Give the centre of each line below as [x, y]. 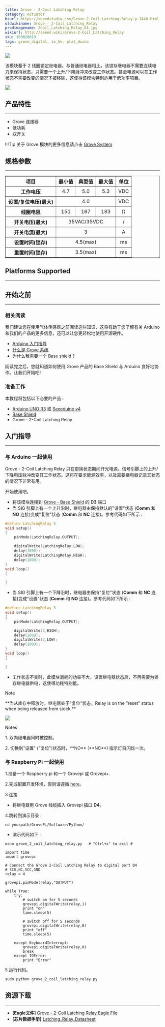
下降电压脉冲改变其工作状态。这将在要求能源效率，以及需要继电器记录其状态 [82, 475]
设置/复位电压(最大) [31, 202]
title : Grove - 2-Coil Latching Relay [45, 10]
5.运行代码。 [18, 970]
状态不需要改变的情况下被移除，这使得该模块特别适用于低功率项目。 [74, 78]
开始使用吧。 [18, 491]
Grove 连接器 [26, 122]
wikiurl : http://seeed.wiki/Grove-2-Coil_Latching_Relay [65, 32]
